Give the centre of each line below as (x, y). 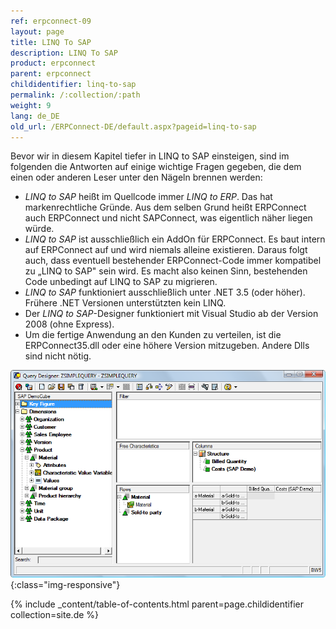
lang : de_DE (35, 116)
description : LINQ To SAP (64, 53)
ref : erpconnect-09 (51, 21)
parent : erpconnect (51, 74)
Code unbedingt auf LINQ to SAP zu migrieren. (121, 282)
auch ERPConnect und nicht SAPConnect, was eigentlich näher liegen (168, 218)
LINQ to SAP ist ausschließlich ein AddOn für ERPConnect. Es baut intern (175, 239)
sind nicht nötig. (58, 356)
